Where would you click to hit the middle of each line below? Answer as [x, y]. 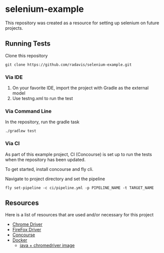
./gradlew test [21, 131]
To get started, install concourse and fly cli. [49, 169]
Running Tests [28, 44]
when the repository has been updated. [45, 159]
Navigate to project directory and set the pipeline [55, 179]
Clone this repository [27, 55]
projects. [14, 28]
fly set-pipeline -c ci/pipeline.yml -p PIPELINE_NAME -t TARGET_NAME [80, 188]
